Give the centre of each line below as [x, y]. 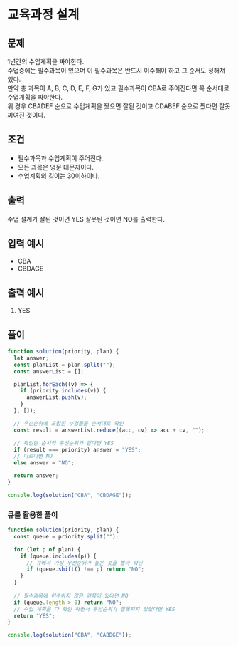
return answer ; [36, 476]
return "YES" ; [34, 616]
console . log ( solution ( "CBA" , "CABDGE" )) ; [70, 635]
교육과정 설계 [43, 15]
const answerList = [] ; [49, 371]
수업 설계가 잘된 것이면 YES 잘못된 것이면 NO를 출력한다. [86, 219]
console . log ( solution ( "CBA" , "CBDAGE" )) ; [70, 495]
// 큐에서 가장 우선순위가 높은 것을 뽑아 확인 [85, 563]
